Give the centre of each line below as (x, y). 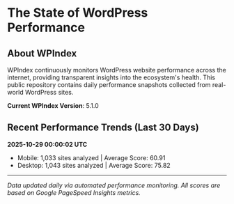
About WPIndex (42, 53)
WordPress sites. (49, 92)
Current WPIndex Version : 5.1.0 (53, 105)
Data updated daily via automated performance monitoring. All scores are (114, 185)
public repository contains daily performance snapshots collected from (109, 85)
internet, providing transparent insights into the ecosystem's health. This (111, 77)
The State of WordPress (78, 13)
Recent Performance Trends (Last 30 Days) (103, 128)
